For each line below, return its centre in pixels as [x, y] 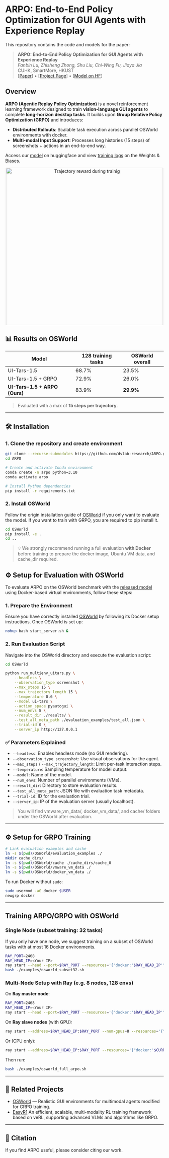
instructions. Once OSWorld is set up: [44, 622]
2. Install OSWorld [28, 503]
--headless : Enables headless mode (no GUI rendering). [70, 753]
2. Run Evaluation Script [35, 644]
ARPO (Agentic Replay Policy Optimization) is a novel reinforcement [77, 104]
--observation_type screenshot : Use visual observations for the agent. [86, 759]
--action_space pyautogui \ [44, 706]
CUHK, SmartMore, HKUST [46, 70]
